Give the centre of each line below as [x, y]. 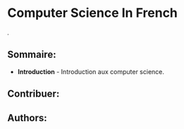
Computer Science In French [93, 13]
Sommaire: [32, 55]
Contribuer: [33, 94]
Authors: [27, 118]
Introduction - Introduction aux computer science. [91, 71]
